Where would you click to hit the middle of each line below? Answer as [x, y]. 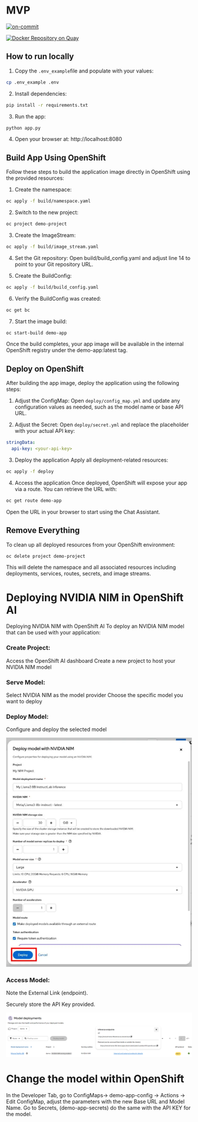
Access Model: [28, 980]
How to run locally [40, 57]
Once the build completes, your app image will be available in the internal [95, 344]
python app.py [24, 128]
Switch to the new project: [46, 212]
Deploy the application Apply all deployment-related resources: [91, 460]
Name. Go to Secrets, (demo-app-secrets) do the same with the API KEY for [98, 1108]
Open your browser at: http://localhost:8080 [68, 139]
